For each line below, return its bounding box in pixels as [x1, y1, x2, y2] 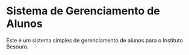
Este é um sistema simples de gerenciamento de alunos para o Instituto [6, 36, 184, 44]
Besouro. [6, 43, 29, 50]
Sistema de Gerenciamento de [6, 4, 161, 18]
